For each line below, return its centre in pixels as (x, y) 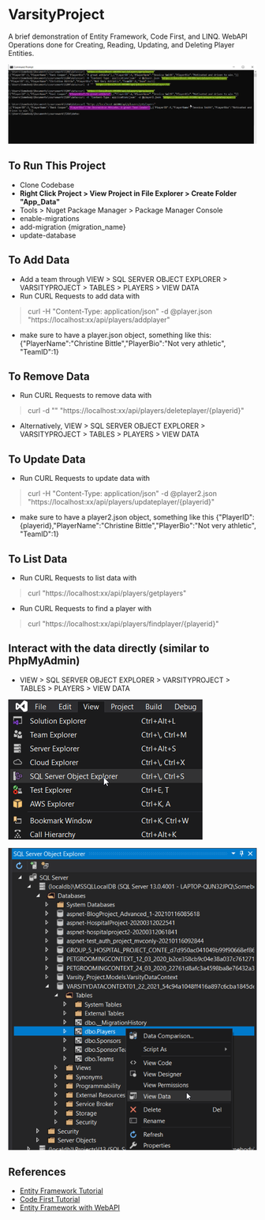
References (37, 1171)
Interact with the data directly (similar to (109, 649)
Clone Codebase (47, 185)
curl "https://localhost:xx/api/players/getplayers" (107, 593)
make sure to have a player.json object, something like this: (115, 335)
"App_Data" (40, 201)
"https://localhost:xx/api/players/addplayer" (99, 319)
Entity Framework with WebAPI (70, 1208)
